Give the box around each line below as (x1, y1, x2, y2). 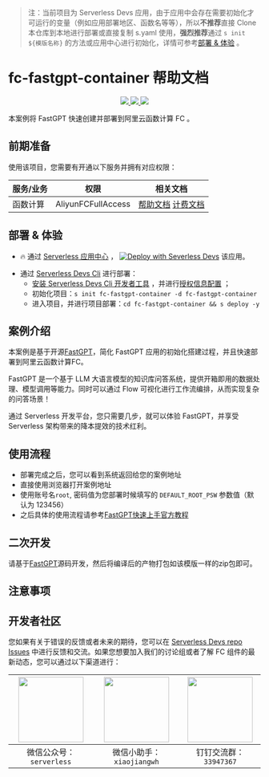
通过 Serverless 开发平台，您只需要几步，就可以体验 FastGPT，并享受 (8, 411, 239, 421)
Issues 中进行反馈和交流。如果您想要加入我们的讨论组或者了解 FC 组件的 (8, 647, 248, 657)
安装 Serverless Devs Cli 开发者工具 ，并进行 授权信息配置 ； (31, 279, 231, 288)
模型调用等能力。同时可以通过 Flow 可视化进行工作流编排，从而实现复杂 (22, 384, 260, 394)
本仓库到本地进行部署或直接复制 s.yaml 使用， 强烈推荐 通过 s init (27, 28, 246, 37)
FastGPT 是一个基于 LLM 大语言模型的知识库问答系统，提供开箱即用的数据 (8, 374, 254, 384)
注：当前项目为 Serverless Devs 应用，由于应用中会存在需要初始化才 (27, 8, 255, 17)
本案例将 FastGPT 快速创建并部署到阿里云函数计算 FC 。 (8, 113, 195, 123)
